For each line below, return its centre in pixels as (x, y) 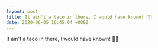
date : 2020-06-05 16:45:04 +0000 (47, 22)
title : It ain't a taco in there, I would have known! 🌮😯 (79, 17)
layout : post (22, 11)
